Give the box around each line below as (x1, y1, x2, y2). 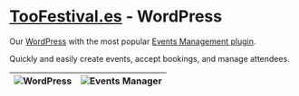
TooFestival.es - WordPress (9, 6, 223, 27)
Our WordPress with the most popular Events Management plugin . (9, 36, 256, 47)
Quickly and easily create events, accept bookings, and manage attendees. (9, 53, 290, 64)
